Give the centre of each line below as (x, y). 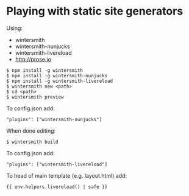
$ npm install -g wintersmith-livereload (60, 81)
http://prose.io (33, 59)
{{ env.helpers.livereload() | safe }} (57, 187)
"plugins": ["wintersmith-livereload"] (57, 164)
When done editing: (31, 131)
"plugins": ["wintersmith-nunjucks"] (54, 119)
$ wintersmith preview (35, 97)
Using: (15, 28)
